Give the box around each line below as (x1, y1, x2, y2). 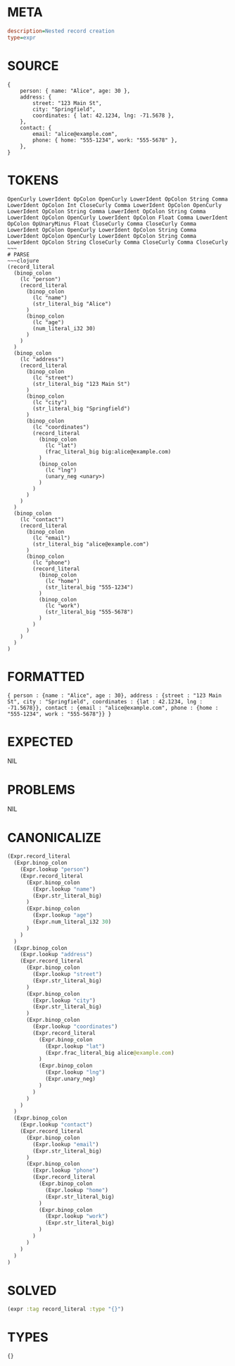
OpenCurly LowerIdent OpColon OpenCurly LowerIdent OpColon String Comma (7, 195, 229, 203)
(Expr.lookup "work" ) (44, 1213, 109, 1220)
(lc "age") (32, 318, 65, 326)
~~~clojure (7, 257, 39, 264)
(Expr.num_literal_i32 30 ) (32, 918, 112, 926)
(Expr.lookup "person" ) (20, 866, 90, 873)
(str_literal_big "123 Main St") (32, 380, 131, 387)
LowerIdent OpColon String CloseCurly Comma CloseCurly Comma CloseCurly (7, 239, 229, 246)
